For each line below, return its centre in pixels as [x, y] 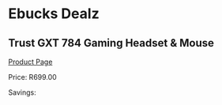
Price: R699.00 [32, 77]
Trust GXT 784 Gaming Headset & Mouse [111, 43]
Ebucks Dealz [54, 14]
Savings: [23, 92]
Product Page [30, 62]
